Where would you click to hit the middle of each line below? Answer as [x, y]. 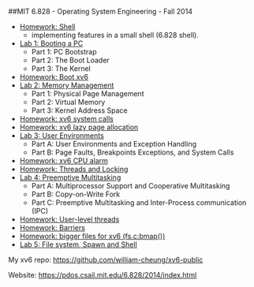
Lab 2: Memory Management [67, 85]
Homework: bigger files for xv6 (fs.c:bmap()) [92, 236]
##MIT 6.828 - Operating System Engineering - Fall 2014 [101, 11]
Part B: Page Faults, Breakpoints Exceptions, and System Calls [133, 152]
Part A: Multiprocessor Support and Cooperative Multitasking [131, 186]
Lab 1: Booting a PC [51, 43]
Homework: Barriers [52, 227]
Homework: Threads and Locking [74, 169]
